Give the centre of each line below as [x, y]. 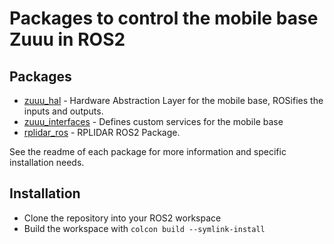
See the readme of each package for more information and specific [148, 151]
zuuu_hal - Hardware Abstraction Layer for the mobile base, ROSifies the [173, 100]
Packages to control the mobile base [164, 18]
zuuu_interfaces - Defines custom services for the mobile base [153, 121]
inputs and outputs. [63, 111]
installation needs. [47, 162]
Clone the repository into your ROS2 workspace [122, 218]
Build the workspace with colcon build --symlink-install [144, 228]
